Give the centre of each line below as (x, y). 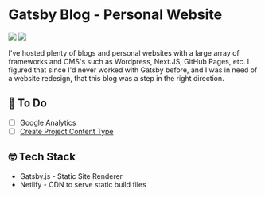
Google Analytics (48, 122)
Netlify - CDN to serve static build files (83, 184)
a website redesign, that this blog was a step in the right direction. (116, 78)
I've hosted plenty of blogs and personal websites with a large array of (124, 52)
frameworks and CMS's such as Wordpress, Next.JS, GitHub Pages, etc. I (129, 61)
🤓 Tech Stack (42, 157)
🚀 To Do (28, 104)
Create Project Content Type (66, 131)
